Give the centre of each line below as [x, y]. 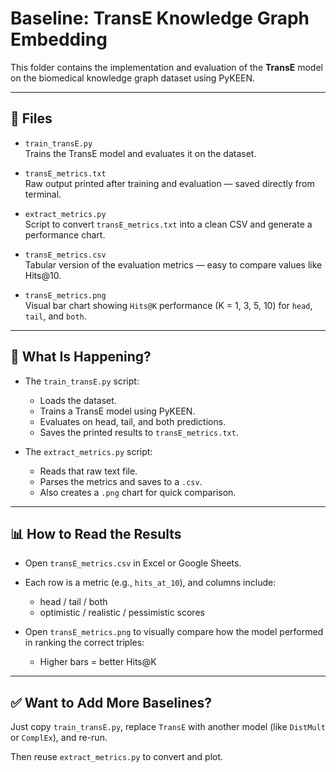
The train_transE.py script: [82, 381]
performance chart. [65, 234]
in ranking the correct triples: [84, 643]
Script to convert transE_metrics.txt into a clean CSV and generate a [168, 224]
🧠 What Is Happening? [81, 357]
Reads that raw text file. [88, 471]
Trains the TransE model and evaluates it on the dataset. [140, 153]
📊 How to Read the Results [96, 533]
